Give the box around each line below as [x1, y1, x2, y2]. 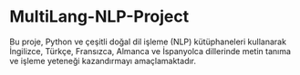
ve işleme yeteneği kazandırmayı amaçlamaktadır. [9, 55, 197, 66]
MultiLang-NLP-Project [9, 6, 190, 27]
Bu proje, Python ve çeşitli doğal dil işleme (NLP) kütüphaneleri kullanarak [9, 36, 287, 47]
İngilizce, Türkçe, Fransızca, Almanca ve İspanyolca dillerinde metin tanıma [9, 45, 292, 56]
